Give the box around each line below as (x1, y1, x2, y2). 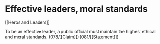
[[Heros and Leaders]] (5, 19, 50, 25)
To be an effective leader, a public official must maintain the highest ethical (5, 29, 156, 34)
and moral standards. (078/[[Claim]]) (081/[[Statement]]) (5, 34, 119, 40)
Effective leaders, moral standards (5, 3, 148, 15)
